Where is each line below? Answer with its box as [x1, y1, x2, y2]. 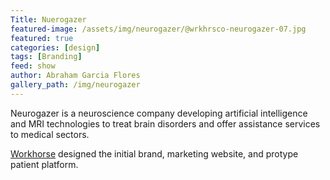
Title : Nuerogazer [10, 14, 87, 25]
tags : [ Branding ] [10, 52, 83, 62]
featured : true [10, 33, 74, 43]
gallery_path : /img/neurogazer [10, 80, 141, 90]
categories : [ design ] [10, 42, 101, 53]
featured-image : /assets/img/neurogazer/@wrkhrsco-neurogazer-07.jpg [10, 24, 307, 34]
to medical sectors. [10, 128, 90, 140]
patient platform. [10, 158, 79, 170]
